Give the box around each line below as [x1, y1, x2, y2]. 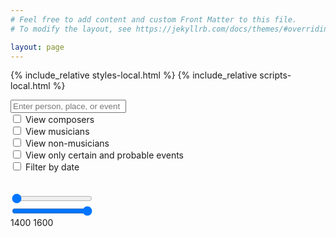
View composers [24, 114, 95, 126]
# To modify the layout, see [10, 24, 132, 34]
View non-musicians [24, 137, 110, 150]
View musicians [24, 126, 90, 138]
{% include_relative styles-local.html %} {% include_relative [10, 69, 258, 81]
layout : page [10, 42, 65, 52]
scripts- [259, 69, 292, 81]
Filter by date [24, 161, 80, 173]
